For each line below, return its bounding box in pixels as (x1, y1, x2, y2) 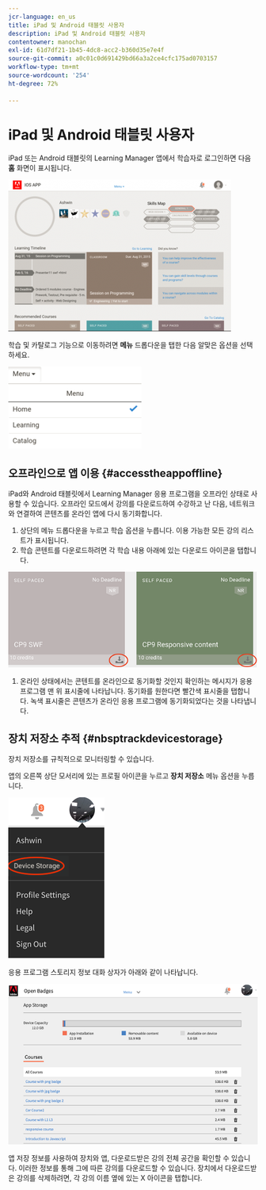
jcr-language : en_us (8, 13, 77, 21)
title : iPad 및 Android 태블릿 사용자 (8, 21, 125, 29)
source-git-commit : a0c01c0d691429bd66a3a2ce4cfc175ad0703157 (8, 55, 218, 63)
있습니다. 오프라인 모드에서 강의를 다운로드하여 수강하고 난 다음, (31, 499, 228, 509)
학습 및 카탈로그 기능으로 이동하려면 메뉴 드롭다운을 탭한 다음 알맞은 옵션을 (8, 340, 239, 350)
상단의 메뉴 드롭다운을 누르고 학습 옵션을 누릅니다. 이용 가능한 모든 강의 (19, 526, 240, 535)
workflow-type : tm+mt (8, 63, 80, 71)
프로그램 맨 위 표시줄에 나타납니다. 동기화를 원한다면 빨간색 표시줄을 (19, 686, 230, 696)
